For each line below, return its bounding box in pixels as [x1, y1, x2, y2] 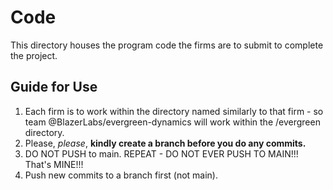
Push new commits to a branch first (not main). [24, 169, 219, 181]
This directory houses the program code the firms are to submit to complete [10, 39, 324, 51]
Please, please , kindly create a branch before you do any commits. [24, 137, 307, 149]
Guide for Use [10, 79, 98, 96]
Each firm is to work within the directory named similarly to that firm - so [24, 105, 324, 117]
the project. [10, 49, 58, 61]
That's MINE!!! [24, 158, 84, 170]
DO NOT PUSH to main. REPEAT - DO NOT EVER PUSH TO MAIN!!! [24, 147, 299, 160]
